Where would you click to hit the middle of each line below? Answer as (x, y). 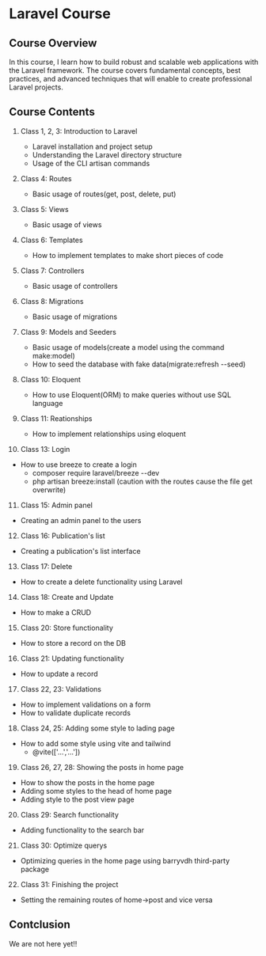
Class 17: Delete (46, 566)
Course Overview (53, 43)
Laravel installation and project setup (92, 146)
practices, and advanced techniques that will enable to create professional (131, 79)
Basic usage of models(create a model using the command (128, 347)
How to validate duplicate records (76, 712)
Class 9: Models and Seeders (68, 332)
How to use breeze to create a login (78, 465)
